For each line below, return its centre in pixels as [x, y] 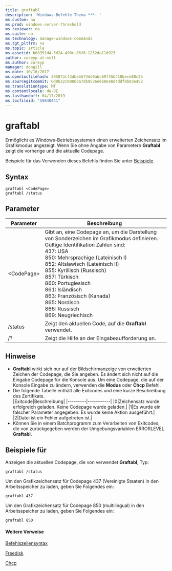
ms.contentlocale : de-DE [32, 91]
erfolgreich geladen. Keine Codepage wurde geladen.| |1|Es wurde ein [87, 407]
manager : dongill [24, 67]
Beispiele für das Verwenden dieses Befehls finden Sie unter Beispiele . [80, 161]
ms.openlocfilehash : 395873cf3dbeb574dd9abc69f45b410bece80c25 [74, 77]
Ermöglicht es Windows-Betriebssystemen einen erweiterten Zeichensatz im [86, 140]
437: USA [57, 251]
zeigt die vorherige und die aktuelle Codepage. [55, 151]
